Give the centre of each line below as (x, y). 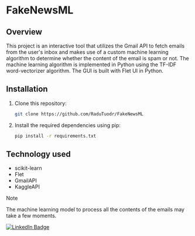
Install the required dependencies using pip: (68, 125)
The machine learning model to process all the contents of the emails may (95, 210)
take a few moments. (31, 216)
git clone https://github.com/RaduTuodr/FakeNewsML (79, 114)
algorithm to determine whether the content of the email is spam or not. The (97, 58)
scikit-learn (28, 168)
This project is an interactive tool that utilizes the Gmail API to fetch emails (95, 46)
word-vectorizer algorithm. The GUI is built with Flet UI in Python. (85, 71)
